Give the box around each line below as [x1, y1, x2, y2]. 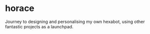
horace [5, 3, 35, 14]
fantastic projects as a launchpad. [5, 23, 74, 29]
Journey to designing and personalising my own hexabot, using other [5, 19, 145, 24]
